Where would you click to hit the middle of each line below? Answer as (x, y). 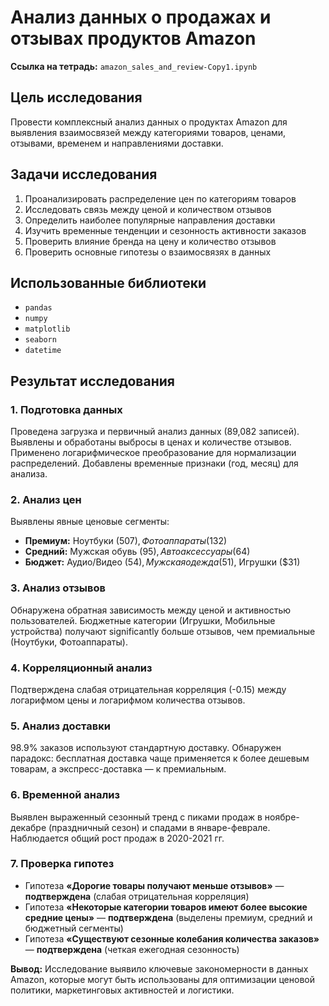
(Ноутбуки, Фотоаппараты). (69, 642)
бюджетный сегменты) (74, 928)
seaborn (40, 340)
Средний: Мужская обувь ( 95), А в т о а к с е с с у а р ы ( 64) (137, 552)
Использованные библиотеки (108, 282)
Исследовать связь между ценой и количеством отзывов (148, 209)
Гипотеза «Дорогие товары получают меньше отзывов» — (154, 885)
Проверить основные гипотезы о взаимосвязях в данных (148, 252)
